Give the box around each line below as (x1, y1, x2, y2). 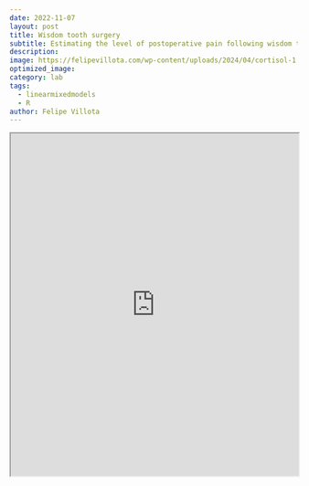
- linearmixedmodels (17, 90, 96, 99)
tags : (9, 81, 30, 90)
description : (9, 48, 59, 57)
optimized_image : (9, 65, 76, 74)
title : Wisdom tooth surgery (9, 30, 121, 39)
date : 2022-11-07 (9, 13, 76, 23)
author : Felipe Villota (9, 107, 101, 116)
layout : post (9, 22, 59, 31)
